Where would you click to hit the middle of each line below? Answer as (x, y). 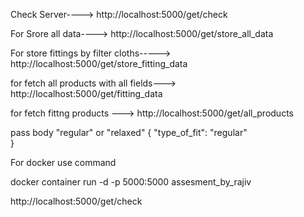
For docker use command (63, 162)
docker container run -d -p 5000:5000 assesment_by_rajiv (131, 182)
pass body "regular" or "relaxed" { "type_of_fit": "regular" (129, 132)
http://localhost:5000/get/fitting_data (86, 93)
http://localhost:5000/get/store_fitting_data (99, 63)
